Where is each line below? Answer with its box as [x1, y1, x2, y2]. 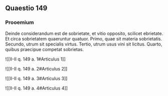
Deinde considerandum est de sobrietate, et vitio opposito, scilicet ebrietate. [5, 30, 163, 36]
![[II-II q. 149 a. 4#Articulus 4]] [5, 85, 68, 91]
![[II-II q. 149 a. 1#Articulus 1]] [5, 56, 66, 62]
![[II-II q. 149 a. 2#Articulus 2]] [5, 65, 68, 71]
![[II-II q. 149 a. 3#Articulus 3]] [5, 75, 68, 81]
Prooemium [5, 19, 34, 26]
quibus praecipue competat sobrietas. [5, 46, 84, 52]
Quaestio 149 [5, 4, 48, 12]
